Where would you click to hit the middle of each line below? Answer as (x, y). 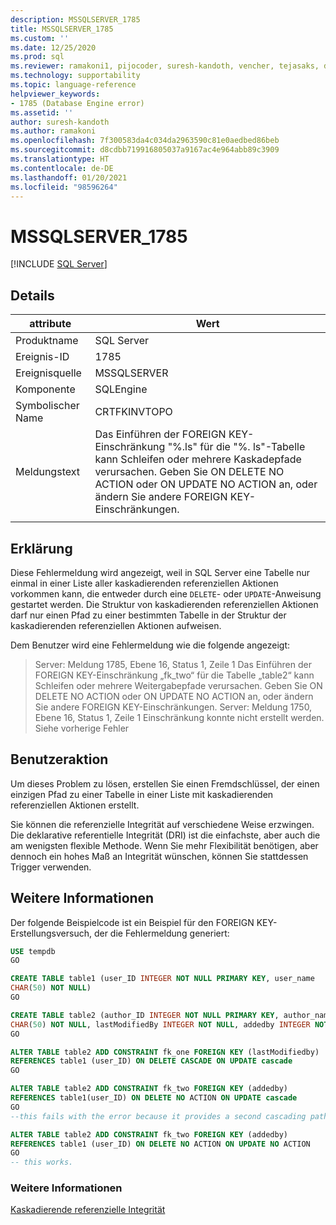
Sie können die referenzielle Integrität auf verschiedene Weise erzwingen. (162, 824)
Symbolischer (47, 406)
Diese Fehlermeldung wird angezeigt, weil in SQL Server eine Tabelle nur (160, 572)
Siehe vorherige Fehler (82, 728)
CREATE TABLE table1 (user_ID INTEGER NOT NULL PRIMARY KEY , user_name (162, 979)
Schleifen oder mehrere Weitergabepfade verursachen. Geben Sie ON (178, 685)
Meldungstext (47, 472)
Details (32, 295)
